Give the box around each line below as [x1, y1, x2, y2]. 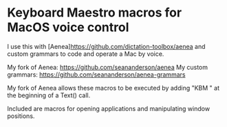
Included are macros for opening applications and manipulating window [7, 104, 210, 113]
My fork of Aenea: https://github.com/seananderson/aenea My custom [7, 63, 208, 71]
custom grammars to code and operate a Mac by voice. [7, 50, 164, 58]
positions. [7, 112, 35, 120]
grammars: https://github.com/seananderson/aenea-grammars [7, 70, 186, 79]
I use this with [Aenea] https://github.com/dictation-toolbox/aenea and [7, 42, 206, 50]
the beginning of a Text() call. [7, 91, 91, 99]
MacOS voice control [7, 19, 129, 35]
